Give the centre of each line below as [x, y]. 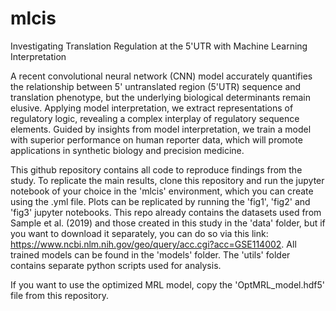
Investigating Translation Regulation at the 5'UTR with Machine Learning [159, 46]
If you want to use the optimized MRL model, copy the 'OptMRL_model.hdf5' [168, 284]
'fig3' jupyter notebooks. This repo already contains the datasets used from [166, 212]
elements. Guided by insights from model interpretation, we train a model [161, 129]
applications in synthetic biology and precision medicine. [127, 150]
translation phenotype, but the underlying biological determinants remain [161, 97]
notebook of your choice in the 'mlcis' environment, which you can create [162, 191]
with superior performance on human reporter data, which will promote [156, 139]
